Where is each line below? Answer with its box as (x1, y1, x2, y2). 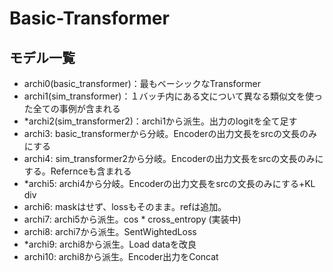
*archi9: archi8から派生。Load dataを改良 (23, 238, 197, 250)
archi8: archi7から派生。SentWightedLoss (23, 226, 197, 237)
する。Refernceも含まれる (23, 165, 132, 177)
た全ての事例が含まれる (23, 103, 121, 114)
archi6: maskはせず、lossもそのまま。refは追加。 (23, 201, 227, 212)
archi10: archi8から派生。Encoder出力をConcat (23, 251, 219, 262)
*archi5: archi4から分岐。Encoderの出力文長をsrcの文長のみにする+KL (23, 178, 316, 189)
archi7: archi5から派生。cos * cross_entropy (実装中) (23, 213, 242, 225)
